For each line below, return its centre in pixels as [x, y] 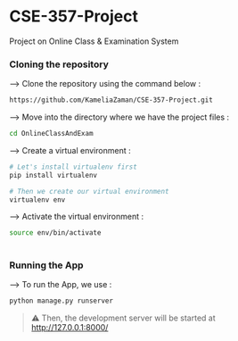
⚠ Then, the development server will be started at [123, 318]
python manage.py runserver [62, 301]
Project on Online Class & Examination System [94, 41]
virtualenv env [37, 200]
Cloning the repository [59, 64]
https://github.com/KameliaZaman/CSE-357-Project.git [111, 100]
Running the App [46, 265]
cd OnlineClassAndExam [51, 134]
